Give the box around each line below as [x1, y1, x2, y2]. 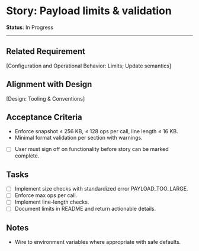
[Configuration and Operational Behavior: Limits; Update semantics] [6, 62, 172, 69]
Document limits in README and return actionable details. [14, 205, 156, 213]
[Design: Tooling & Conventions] [6, 95, 85, 102]
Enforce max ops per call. [14, 192, 78, 199]
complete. [14, 152, 40, 159]
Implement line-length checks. [14, 198, 89, 205]
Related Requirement [6, 46, 86, 57]
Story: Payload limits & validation [6, 4, 172, 18]
